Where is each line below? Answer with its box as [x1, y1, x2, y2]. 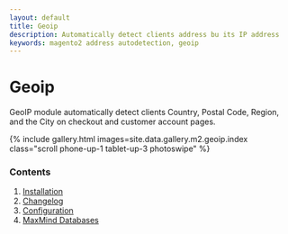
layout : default [9, 13, 70, 22]
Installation [22, 186, 64, 197]
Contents [9, 166, 51, 178]
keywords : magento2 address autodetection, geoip [9, 38, 200, 48]
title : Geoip [9, 22, 58, 31]
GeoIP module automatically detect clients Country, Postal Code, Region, [9, 107, 280, 118]
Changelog [22, 195, 64, 207]
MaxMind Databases [22, 215, 99, 226]
